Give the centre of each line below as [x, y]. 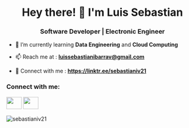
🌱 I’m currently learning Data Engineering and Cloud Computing [97, 44]
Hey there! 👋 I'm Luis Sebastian [102, 12]
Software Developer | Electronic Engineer [102, 32]
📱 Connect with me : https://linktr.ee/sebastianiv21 [80, 71]
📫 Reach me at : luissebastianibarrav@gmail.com [80, 57]
